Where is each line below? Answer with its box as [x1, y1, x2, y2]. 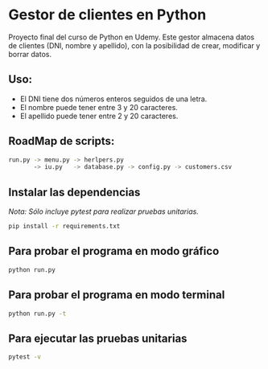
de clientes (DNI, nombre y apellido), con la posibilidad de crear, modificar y [8, 40, 261, 50]
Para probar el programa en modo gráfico [8, 244, 220, 258]
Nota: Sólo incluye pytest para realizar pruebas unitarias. [8, 207, 199, 216]
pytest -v [8, 353, 42, 361]
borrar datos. [8, 49, 52, 59]
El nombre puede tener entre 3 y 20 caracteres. [19, 102, 179, 112]
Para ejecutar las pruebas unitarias [8, 331, 188, 345]
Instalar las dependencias [8, 185, 141, 199]
